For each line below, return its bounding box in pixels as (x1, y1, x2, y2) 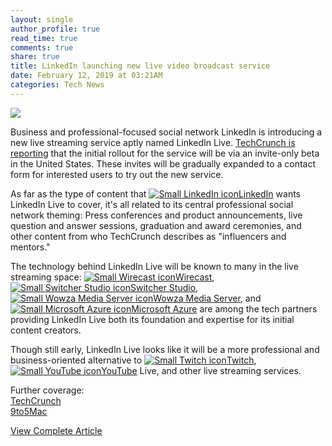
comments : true (10, 42, 74, 53)
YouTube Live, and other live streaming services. (101, 364, 302, 376)
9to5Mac (10, 405, 48, 417)
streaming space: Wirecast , (10, 271, 215, 283)
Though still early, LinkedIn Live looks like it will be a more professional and (10, 343, 320, 355)
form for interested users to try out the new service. (10, 168, 224, 180)
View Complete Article (10, 424, 103, 436)
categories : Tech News (10, 80, 105, 90)
